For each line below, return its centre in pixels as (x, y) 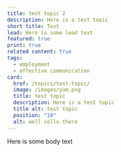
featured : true (29, 39)
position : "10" (35, 115)
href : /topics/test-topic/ (52, 84)
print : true (24, 45)
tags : (15, 58)
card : (15, 77)
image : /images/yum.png (47, 90)
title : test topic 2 (37, 13)
